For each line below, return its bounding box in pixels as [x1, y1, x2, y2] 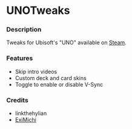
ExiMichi [15, 116, 36, 124]
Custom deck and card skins [15, 74, 87, 82]
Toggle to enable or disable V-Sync [15, 81, 104, 88]
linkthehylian [15, 110, 47, 117]
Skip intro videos [15, 68, 58, 75]
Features [6, 54, 33, 62]
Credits [6, 96, 28, 104]
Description [6, 25, 42, 34]
